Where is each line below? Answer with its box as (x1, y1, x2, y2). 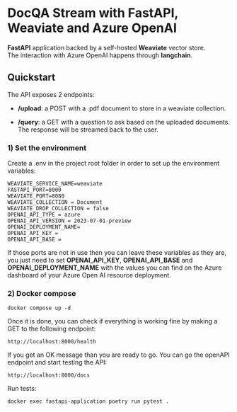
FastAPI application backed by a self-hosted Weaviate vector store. (7, 43, 206, 52)
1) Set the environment (7, 143, 87, 153)
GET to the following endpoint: (7, 324, 96, 333)
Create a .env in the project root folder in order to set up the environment (7, 159, 220, 168)
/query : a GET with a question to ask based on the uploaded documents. (17, 118, 231, 126)
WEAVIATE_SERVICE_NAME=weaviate (7, 181, 103, 188)
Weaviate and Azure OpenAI (7, 20, 177, 36)
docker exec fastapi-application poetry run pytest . (7, 398, 170, 405)
